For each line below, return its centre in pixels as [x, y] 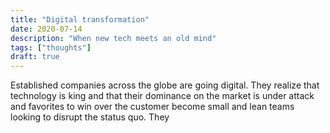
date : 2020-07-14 [46, 29]
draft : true [35, 57]
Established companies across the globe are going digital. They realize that [165, 85]
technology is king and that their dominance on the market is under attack [162, 96]
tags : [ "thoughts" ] [51, 47]
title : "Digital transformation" [80, 19]
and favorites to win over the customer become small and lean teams [152, 107]
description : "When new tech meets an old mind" [113, 38]
